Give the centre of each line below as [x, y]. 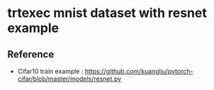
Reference [31, 54]
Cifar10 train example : [50, 71]
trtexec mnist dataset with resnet [107, 13]
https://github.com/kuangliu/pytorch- [139, 71]
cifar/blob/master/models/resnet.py [69, 79]
